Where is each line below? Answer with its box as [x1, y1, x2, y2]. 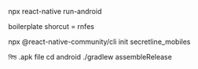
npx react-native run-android [8, 7, 102, 16]
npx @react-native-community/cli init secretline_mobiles [8, 37, 191, 46]
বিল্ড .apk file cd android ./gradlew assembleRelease [8, 53, 173, 61]
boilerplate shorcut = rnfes [8, 22, 94, 31]
